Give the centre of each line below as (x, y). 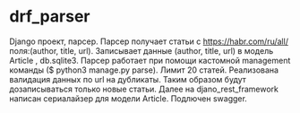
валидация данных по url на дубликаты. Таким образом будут (128, 79)
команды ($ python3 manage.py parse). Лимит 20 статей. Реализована (144, 70)
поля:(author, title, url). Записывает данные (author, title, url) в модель (141, 50)
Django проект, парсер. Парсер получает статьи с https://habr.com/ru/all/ (149, 41)
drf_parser (50, 17)
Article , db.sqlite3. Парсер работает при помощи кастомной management (150, 60)
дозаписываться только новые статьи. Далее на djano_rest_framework (144, 89)
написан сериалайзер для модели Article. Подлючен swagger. (129, 98)
